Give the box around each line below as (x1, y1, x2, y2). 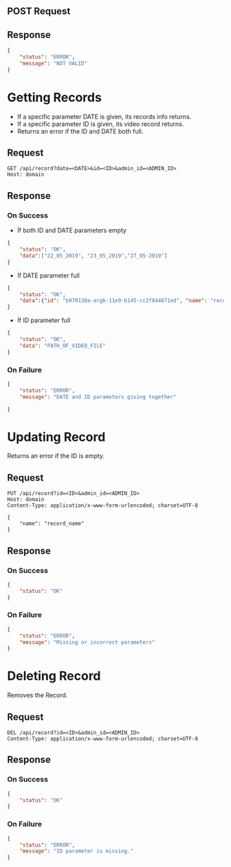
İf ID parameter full (16, 316, 71, 324)
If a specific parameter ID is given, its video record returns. (16, 120, 184, 128)
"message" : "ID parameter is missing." (19, 848, 134, 855)
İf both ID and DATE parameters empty (16, 227, 127, 235)
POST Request (7, 6, 71, 17)
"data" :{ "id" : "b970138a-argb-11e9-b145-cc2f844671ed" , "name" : (19, 297, 208, 304)
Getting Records (7, 90, 102, 105)
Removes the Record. (7, 691, 68, 700)
